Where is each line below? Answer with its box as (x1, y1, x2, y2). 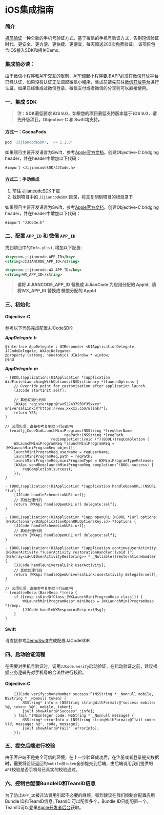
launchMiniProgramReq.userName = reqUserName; (14, 450, 110, 455)
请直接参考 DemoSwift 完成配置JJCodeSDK (5, 638, 90, 643)
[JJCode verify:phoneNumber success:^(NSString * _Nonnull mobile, (14, 691, 154, 697)
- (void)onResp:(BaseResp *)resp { (5, 590, 78, 595)
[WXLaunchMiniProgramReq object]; (5, 445, 76, 450)
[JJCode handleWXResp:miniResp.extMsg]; (22, 607, 106, 613)
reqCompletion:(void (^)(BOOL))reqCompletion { (51, 437, 150, 442)
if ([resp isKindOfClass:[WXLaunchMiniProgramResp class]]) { (14, 595, 143, 599)
